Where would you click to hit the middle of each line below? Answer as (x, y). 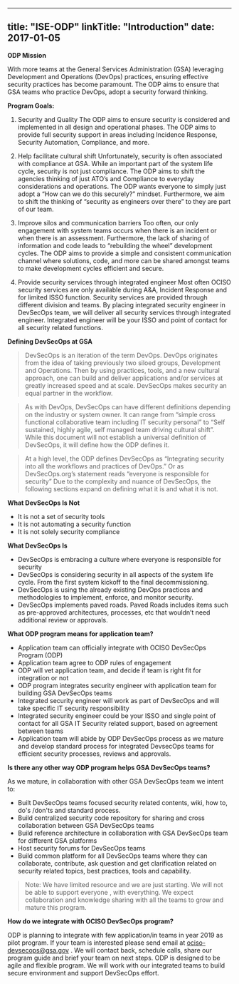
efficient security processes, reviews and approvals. (94, 754)
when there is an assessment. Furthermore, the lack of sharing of (113, 238)
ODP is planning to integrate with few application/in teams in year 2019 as (115, 935)
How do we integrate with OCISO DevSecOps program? (91, 921)
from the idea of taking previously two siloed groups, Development (122, 363)
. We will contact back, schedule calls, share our (141, 950)
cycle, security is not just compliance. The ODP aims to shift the (111, 171)
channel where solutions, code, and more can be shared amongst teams (123, 260)
